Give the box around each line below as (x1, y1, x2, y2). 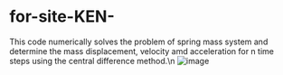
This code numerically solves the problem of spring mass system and (9, 36, 269, 47)
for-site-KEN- (9, 6, 115, 27)
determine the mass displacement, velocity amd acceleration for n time (9, 45, 274, 56)
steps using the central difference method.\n (9, 55, 175, 66)
